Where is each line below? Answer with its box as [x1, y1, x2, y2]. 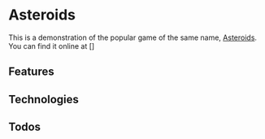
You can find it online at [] [8, 41, 95, 50]
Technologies [8, 92, 80, 106]
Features [8, 65, 54, 79]
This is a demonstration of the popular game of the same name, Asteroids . [8, 33, 258, 42]
